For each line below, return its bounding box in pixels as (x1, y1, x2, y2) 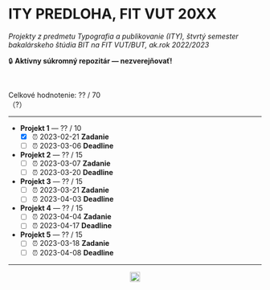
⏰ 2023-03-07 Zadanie (31, 158, 111, 169)
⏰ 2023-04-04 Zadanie (31, 212, 112, 222)
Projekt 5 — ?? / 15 (19, 230, 83, 239)
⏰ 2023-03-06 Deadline (31, 141, 114, 150)
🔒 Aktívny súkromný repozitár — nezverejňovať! (8, 55, 173, 65)
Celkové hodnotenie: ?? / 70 (8, 90, 101, 100)
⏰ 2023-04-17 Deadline (31, 221, 112, 231)
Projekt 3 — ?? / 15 (19, 177, 83, 186)
